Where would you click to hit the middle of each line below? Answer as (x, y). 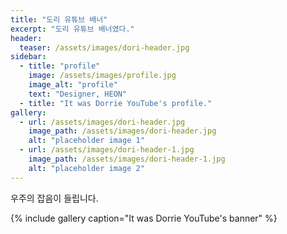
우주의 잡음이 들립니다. (54, 198)
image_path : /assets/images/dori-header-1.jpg (127, 159)
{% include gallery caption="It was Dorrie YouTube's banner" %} (144, 218)
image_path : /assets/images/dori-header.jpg (122, 131)
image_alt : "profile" (73, 85)
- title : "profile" (60, 66)
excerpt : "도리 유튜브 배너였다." (72, 29)
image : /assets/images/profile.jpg (102, 76)
